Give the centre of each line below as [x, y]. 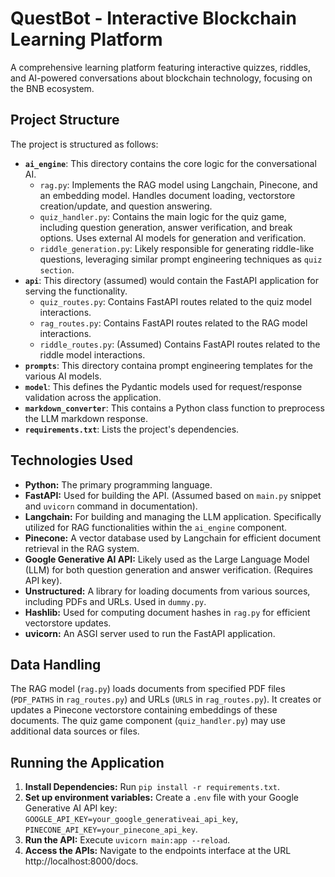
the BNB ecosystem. [52, 88]
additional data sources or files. [75, 731]
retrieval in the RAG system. [82, 548]
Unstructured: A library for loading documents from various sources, [167, 591]
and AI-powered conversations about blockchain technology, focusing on [161, 78]
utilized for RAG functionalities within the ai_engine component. [156, 527]
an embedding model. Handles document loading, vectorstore [167, 195]
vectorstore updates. [68, 623]
